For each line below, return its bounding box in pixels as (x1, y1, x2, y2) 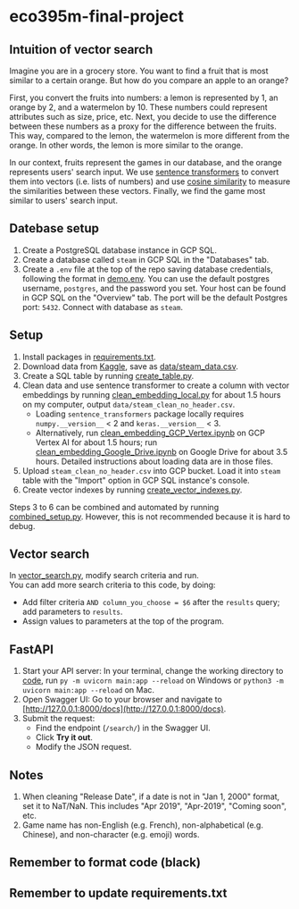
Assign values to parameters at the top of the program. (21, 616, 225, 627)
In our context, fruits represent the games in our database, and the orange (9, 157, 283, 167)
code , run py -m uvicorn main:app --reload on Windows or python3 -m (21, 675, 284, 686)
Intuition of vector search (9, 42, 154, 57)
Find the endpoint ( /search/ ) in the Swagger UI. (35, 722, 212, 734)
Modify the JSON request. (35, 742, 132, 753)
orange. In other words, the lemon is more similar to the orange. (9, 140, 244, 150)
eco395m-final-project (9, 6, 185, 27)
